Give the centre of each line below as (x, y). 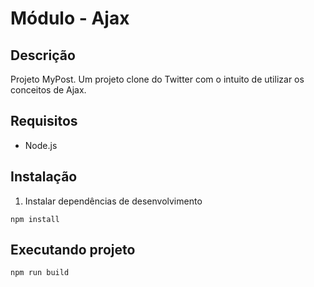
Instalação (44, 177)
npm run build (40, 273)
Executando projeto (73, 250)
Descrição (43, 55)
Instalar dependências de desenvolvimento (113, 201)
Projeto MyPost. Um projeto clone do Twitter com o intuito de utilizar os (157, 79)
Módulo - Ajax (70, 18)
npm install (35, 219)
